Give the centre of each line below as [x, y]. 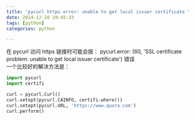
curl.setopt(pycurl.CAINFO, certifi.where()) [64, 100]
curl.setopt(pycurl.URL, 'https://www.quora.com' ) [71, 106]
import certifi [25, 84]
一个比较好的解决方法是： [38, 67]
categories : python [31, 28]
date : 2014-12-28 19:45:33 [40, 17]
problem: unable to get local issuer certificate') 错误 [70, 59]
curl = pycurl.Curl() [34, 94]
